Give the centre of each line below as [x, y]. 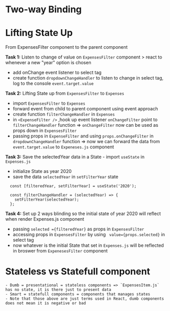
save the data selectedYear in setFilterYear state [65, 177]
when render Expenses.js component [45, 219]
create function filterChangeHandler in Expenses [64, 114]
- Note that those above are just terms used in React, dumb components [85, 299]
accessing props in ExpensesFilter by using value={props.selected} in [89, 235]
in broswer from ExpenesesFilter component [60, 251]
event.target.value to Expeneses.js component [63, 147]
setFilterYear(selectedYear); [47, 200]
